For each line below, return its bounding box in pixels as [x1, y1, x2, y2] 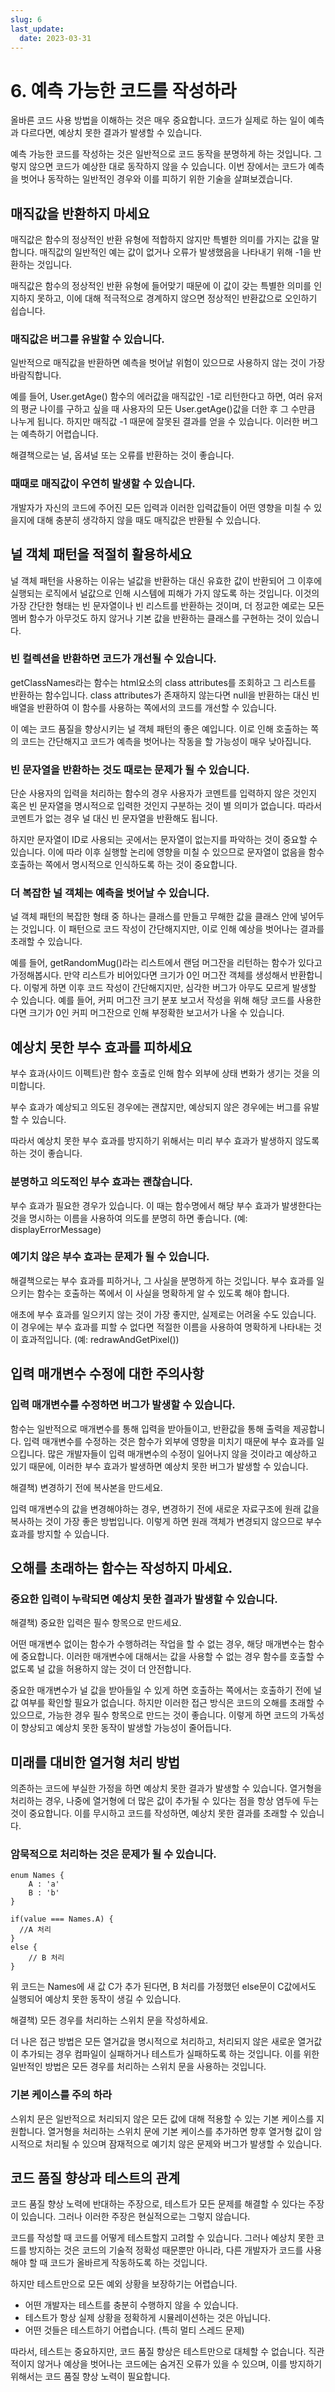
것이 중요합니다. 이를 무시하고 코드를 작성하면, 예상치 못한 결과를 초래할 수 [10, 1807, 298, 1820]
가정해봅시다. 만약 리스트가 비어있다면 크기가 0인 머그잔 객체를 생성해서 [10, 969, 288, 981]
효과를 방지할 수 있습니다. [10, 1527, 110, 1540]
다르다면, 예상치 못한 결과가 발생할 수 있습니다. [20, 127, 203, 139]
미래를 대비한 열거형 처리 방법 [10, 1754, 181, 1771]
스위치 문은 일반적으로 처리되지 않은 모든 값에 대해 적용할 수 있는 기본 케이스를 [10, 2112, 315, 2125]
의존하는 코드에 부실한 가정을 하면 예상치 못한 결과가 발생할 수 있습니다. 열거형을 [10, 1782, 323, 1795]
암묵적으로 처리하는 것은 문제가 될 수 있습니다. [10, 1847, 217, 1861]
